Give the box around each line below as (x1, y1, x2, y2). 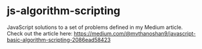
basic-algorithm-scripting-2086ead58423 (7, 36, 111, 43)
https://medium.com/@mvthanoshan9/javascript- (73, 30, 196, 37)
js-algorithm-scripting (7, 4, 120, 18)
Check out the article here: (7, 30, 73, 37)
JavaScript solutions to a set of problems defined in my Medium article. (7, 24, 183, 31)
